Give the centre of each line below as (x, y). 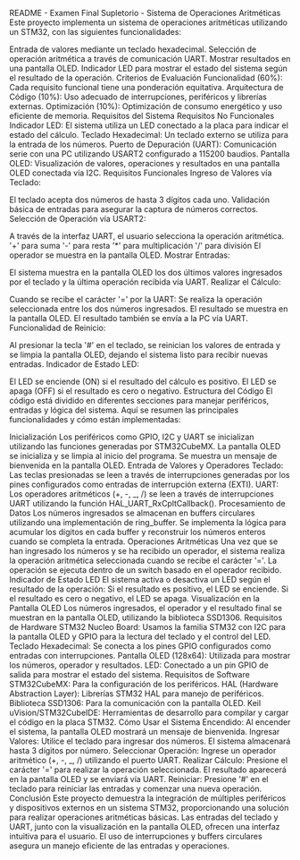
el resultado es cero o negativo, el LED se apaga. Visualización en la (135, 598)
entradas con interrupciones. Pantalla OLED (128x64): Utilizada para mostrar (150, 656)
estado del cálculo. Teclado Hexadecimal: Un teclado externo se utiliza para (149, 135)
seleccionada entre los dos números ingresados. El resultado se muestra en (149, 309)
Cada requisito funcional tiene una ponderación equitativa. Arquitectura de (146, 87)
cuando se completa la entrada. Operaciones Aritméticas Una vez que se (144, 541)
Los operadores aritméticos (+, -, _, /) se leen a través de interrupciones (142, 494)
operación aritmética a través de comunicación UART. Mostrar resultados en (150, 59)
